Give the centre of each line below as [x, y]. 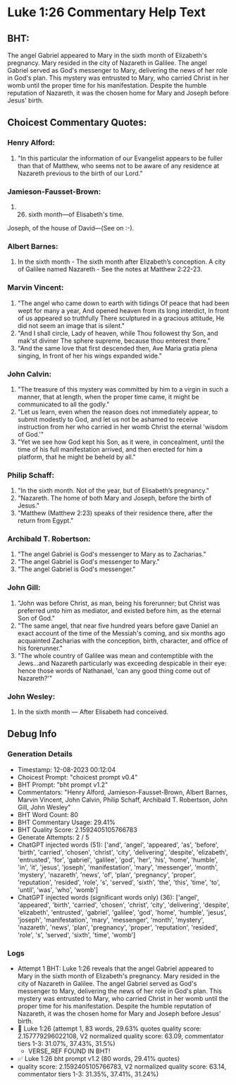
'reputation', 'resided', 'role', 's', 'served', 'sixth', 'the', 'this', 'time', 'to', [119, 882]
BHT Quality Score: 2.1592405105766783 [77, 829]
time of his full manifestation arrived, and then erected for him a [110, 449]
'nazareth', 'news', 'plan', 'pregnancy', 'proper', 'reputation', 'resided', [118, 927]
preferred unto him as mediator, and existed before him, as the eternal [119, 610]
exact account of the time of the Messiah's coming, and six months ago [121, 633]
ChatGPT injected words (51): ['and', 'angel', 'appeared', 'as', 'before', [118, 845]
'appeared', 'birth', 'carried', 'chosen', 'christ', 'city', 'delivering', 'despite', [123, 905]
